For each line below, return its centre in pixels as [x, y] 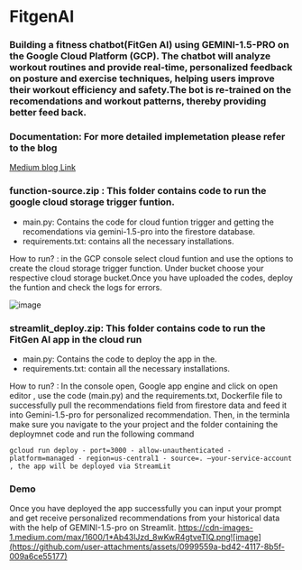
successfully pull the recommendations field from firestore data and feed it [148, 405]
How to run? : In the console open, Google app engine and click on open [143, 386]
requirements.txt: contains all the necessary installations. [128, 241]
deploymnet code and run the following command [102, 434]
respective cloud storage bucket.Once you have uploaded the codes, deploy [151, 278]
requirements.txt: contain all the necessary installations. [126, 368]
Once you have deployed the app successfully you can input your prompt [146, 509]
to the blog [33, 148]
